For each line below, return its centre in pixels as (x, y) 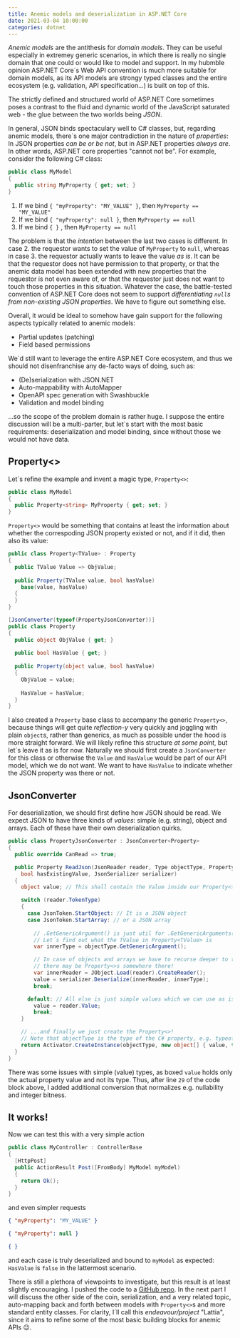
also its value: (28, 541)
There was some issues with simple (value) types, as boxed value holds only (120, 1072)
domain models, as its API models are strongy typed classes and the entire (118, 78)
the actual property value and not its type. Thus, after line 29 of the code (114, 1079)
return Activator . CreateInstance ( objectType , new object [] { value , (125, 1045)
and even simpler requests (47, 1208)
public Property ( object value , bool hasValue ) (85, 666)
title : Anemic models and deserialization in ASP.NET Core (98, 14)
